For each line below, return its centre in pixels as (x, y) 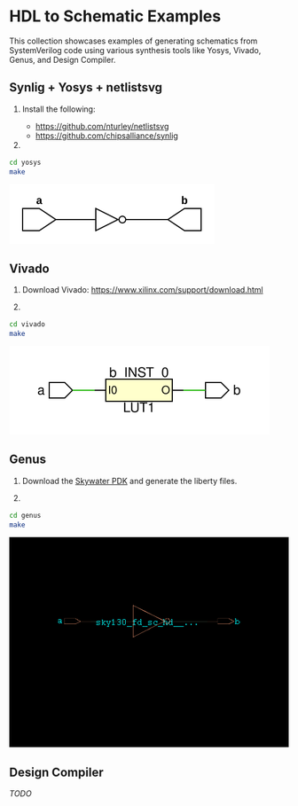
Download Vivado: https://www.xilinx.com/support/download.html (142, 290)
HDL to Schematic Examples (115, 16)
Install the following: (59, 109)
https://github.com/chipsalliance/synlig (107, 136)
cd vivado (27, 325)
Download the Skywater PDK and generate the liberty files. (129, 481)
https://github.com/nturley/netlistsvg (102, 126)
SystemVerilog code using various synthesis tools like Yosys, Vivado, (135, 50)
